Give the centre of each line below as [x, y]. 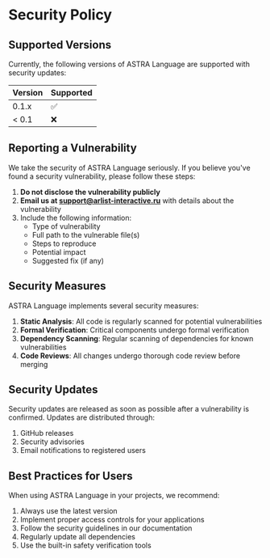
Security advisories [52, 442]
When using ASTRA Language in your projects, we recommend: [114, 496]
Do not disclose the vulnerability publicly [90, 192]
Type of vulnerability [66, 226]
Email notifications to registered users [83, 450]
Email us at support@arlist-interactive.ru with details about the [127, 201]
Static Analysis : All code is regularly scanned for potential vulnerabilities [141, 321]
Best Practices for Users [71, 476]
